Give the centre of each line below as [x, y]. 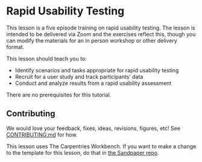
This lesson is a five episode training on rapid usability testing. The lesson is [101, 28]
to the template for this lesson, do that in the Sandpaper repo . [83, 152]
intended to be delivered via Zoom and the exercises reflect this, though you [101, 34]
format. [15, 47]
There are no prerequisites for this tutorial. [59, 95]
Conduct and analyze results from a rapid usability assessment [93, 83]
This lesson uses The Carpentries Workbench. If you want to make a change [101, 146]
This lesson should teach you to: [47, 58]
